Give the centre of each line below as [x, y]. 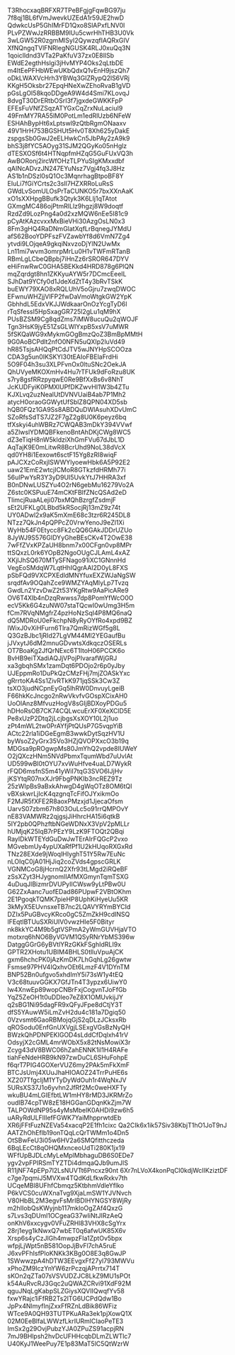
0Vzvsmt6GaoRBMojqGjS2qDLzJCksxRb [67, 1020]
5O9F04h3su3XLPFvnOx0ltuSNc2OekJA [67, 364]
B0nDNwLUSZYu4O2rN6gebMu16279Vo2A [71, 485]
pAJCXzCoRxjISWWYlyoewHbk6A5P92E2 [69, 462]
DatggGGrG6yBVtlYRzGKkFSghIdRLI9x [64, 944]
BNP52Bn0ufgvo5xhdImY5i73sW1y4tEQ [65, 975]
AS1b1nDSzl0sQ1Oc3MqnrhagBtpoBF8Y [65, 176]
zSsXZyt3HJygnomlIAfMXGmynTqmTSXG [68, 876]
